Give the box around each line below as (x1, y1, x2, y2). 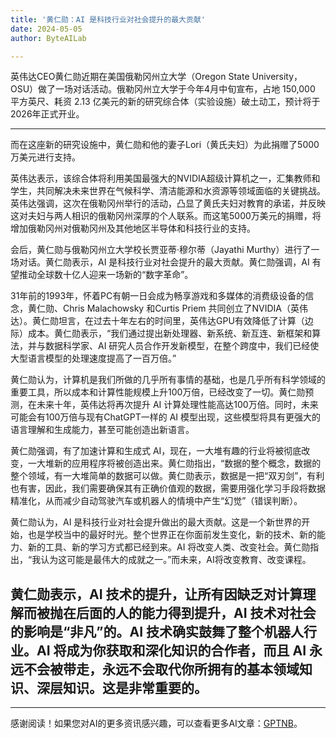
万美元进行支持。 (10, 151, 81, 163)
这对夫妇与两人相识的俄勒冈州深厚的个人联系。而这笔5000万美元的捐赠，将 (10, 210, 322, 222)
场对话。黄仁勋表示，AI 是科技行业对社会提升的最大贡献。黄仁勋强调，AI (10, 256, 310, 268)
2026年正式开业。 (10, 108, 85, 120)
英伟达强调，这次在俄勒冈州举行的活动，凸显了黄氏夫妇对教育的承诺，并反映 (10, 197, 326, 210)
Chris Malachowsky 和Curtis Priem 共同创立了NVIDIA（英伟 (62, 302, 309, 315)
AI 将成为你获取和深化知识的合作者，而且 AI (36, 642, 307, 659)
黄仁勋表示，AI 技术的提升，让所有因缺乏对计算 (10, 586, 303, 603)
